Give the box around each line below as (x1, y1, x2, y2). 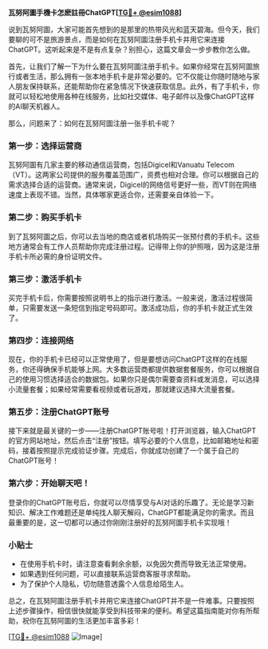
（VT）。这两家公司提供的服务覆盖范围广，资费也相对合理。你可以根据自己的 (8, 170, 259, 180)
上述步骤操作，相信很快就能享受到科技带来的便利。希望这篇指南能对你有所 (8, 606, 253, 615)
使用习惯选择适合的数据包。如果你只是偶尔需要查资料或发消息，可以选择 (22, 374, 260, 384)
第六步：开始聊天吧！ (8, 478, 90, 489)
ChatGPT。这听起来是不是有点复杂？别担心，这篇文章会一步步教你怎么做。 (8, 45, 255, 54)
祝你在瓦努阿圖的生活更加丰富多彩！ (22, 616, 141, 626)
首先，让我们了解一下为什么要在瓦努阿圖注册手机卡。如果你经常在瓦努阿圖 (8, 61, 253, 71)
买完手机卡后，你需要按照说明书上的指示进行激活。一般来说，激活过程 (8, 293, 239, 303)
